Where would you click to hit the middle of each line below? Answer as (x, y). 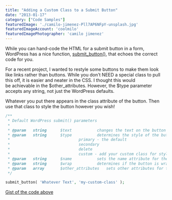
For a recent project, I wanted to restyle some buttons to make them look (82, 69)
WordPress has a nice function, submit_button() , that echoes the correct (81, 54)
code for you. (19, 59)
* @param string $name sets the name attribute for (83, 159)
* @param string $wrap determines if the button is (83, 164)
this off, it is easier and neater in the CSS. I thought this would (70, 80)
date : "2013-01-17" (26, 15)
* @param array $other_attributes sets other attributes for (85, 168)
